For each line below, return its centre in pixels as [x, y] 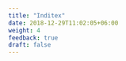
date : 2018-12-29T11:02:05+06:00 [63, 23]
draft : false [30, 45]
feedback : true [33, 38]
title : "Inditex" [37, 15]
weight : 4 [25, 30]
